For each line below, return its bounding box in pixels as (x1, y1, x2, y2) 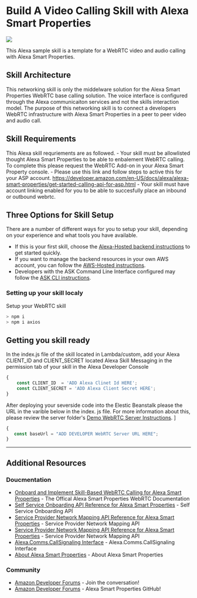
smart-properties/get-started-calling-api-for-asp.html (6, 181, 136, 188)
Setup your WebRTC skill (6, 302, 66, 309)
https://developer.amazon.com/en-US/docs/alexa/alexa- (52, 174, 189, 181)
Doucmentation (6, 475, 52, 484)
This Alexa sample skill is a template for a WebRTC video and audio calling (6, 47, 186, 54)
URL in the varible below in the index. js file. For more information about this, (6, 407, 191, 414)
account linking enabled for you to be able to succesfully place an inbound (6, 186, 186, 194)
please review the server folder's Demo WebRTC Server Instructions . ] (6, 414, 176, 421)
